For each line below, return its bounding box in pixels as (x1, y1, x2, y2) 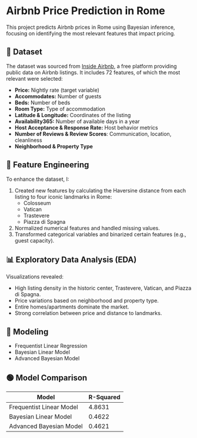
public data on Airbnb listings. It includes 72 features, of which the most (6, 69, 181, 76)
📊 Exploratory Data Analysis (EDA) (6, 254, 137, 264)
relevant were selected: (6, 75, 63, 82)
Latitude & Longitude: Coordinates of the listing (14, 111, 131, 118)
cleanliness (14, 137, 42, 144)
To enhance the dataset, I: (6, 175, 69, 182)
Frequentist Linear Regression (14, 343, 88, 350)
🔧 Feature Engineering (6, 160, 89, 170)
